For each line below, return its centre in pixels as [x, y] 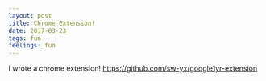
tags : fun [25, 38]
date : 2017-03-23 [37, 30]
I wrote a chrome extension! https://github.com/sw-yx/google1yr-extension [133, 68]
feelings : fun [32, 46]
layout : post [30, 16]
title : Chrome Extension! [52, 23]
